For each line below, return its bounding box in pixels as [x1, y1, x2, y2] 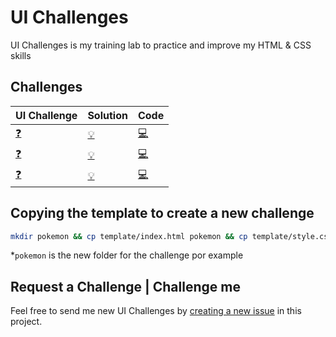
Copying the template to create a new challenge [10, 205, 315, 222]
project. [10, 316, 43, 328]
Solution [87, 108, 128, 122]
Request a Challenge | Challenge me [10, 278, 241, 295]
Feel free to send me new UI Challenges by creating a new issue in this [10, 305, 302, 317]
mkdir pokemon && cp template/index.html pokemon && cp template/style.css [10, 231, 333, 241]
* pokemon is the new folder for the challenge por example [10, 249, 244, 261]
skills [10, 49, 32, 61]
